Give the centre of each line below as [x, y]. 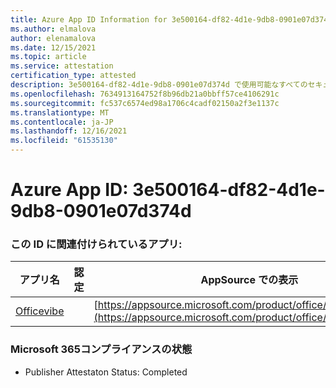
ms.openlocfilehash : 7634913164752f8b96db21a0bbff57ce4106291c [145, 94]
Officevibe [40, 311]
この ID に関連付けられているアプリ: [96, 244]
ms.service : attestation [62, 66]
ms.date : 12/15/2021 [53, 47]
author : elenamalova [53, 38]
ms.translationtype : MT [60, 112]
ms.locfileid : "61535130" [64, 141]
